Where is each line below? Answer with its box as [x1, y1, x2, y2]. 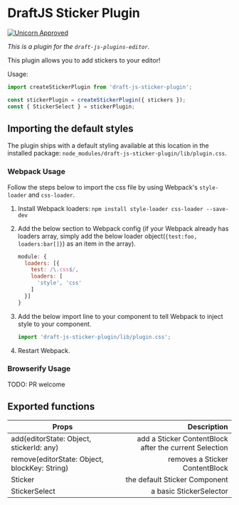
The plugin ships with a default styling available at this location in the [7, 141, 209, 150]
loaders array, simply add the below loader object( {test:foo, [17, 232, 198, 240]
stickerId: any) [11, 442, 59, 452]
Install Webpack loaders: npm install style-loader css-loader [17, 204, 204, 212]
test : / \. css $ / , [31, 266, 79, 273]
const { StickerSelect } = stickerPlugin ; [7, 103, 135, 110]
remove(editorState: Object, [11, 454, 104, 464]
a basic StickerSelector [151, 486, 228, 496]
